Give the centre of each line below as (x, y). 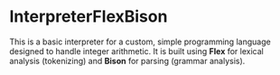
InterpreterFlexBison (89, 17)
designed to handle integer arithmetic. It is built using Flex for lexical (136, 51)
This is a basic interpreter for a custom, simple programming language (140, 42)
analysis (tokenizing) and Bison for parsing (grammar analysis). (127, 61)
